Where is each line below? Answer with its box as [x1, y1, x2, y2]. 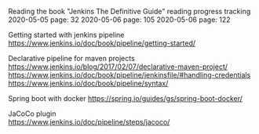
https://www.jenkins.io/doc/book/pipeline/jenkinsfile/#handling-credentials [8, 71, 251, 79]
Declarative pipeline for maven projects [8, 54, 135, 63]
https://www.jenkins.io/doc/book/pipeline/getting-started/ [8, 38, 196, 48]
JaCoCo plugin [8, 109, 57, 118]
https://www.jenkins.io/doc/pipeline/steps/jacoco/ [8, 118, 170, 126]
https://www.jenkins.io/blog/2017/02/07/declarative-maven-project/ [8, 62, 228, 71]
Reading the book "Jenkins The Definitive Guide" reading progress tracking [8, 7, 251, 16]
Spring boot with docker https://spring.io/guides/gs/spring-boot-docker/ [8, 94, 243, 103]
